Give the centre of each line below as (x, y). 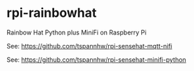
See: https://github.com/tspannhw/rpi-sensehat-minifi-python (97, 59)
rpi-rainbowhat (52, 13)
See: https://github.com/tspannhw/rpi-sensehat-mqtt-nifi (90, 46)
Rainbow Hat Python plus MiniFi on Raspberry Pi (77, 32)
